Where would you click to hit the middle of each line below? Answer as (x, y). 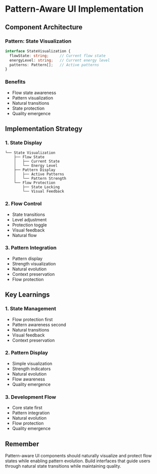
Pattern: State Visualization (38, 41)
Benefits (15, 82)
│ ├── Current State (37, 162)
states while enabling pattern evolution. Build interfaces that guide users (78, 461)
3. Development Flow (30, 397)
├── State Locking (41, 187)
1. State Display (24, 142)
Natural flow (24, 235)
